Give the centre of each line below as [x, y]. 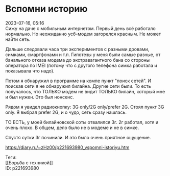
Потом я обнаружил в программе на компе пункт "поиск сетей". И [78, 81]
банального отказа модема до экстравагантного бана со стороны [78, 60]
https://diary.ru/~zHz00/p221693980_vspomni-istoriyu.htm [67, 147]
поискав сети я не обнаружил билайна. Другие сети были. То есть [78, 86]
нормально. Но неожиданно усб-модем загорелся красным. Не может [83, 34]
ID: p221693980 [22, 168]
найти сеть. [18, 39]
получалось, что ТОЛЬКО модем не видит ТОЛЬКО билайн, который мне [85, 91]
